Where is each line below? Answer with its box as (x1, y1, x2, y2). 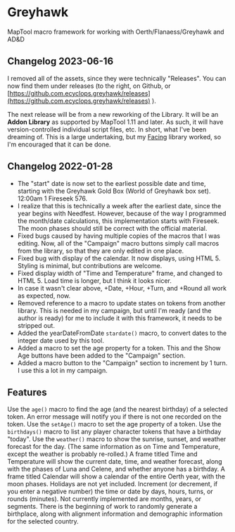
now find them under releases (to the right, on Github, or (7, 82, 171, 90)
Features (7, 386, 47, 398)
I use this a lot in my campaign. (17, 366, 108, 374)
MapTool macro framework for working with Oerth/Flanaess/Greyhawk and (7, 27, 224, 36)
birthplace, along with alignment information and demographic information (7, 509, 223, 518)
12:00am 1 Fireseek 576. (17, 194, 88, 203)
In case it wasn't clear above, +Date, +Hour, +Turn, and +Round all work (17, 284, 227, 292)
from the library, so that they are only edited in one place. (17, 246, 184, 255)
